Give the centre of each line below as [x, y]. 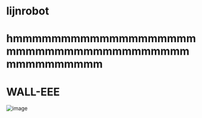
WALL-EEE [33, 92]
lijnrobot [28, 11]
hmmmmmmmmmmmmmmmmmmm [101, 39]
